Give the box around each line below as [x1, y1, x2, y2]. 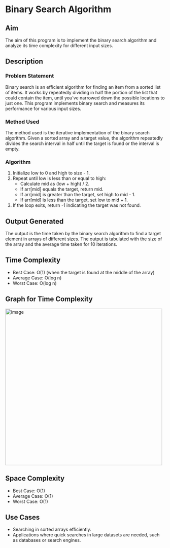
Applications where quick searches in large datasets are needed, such [12, 532, 160, 538]
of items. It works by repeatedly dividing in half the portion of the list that [5, 89, 157, 95]
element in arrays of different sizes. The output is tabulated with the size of [5, 236, 162, 242]
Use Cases [5, 513, 40, 522]
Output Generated [5, 217, 64, 226]
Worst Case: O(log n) [12, 280, 57, 286]
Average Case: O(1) [12, 493, 53, 499]
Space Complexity [5, 474, 65, 483]
